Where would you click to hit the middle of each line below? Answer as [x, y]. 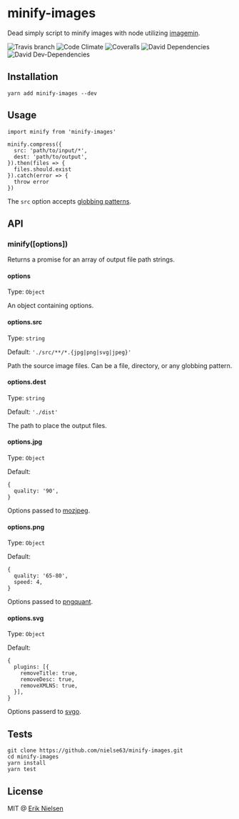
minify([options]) [38, 244]
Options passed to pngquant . [50, 602]
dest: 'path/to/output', [51, 157]
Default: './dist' [33, 412]
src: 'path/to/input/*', [51, 150]
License [25, 791]
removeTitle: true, [49, 673]
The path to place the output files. [57, 425]
